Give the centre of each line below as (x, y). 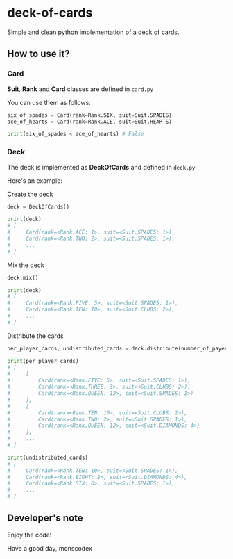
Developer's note (45, 518)
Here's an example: (35, 180)
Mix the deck (26, 265)
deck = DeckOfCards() (38, 206)
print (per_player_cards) (43, 361)
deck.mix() (23, 277)
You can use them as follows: (49, 102)
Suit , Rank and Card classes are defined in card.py (80, 89)
